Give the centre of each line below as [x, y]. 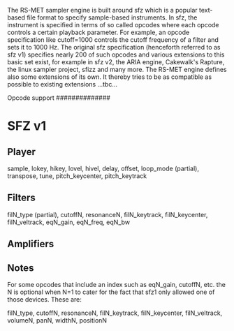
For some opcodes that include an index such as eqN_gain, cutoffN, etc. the [116, 285]
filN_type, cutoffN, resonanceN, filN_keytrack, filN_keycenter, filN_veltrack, [115, 313]
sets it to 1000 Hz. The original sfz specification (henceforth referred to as [114, 47]
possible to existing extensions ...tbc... [62, 84]
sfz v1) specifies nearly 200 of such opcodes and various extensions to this [116, 54]
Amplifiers [31, 244]
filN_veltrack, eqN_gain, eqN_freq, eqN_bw [69, 222]
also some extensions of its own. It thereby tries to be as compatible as [109, 77]
